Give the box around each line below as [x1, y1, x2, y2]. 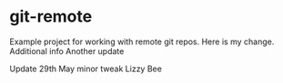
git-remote [9, 6, 93, 27]
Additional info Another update [9, 45, 125, 56]
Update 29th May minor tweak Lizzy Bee [9, 63, 162, 74]
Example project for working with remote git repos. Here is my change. [9, 36, 275, 47]
